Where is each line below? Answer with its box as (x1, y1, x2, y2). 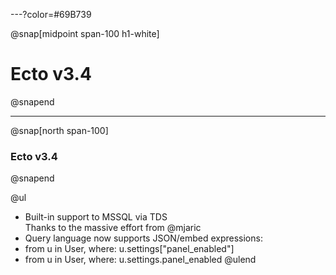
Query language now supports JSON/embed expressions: (24, 232, 263, 244)
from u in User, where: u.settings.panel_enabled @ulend (24, 254, 257, 266)
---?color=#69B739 (10, 9, 92, 20)
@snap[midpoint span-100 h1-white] (10, 28, 160, 39)
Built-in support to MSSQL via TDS (24, 211, 168, 223)
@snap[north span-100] (10, 124, 109, 136)
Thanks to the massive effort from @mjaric (24, 222, 202, 234)
